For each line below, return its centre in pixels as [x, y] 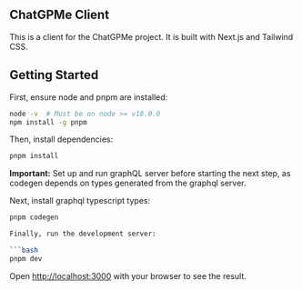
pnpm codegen [34, 217]
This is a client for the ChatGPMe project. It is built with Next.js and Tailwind [151, 36]
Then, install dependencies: [61, 139]
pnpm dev [26, 258]
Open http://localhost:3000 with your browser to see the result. [128, 275]
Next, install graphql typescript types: [80, 201]
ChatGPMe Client [60, 15]
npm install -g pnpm [49, 122]
